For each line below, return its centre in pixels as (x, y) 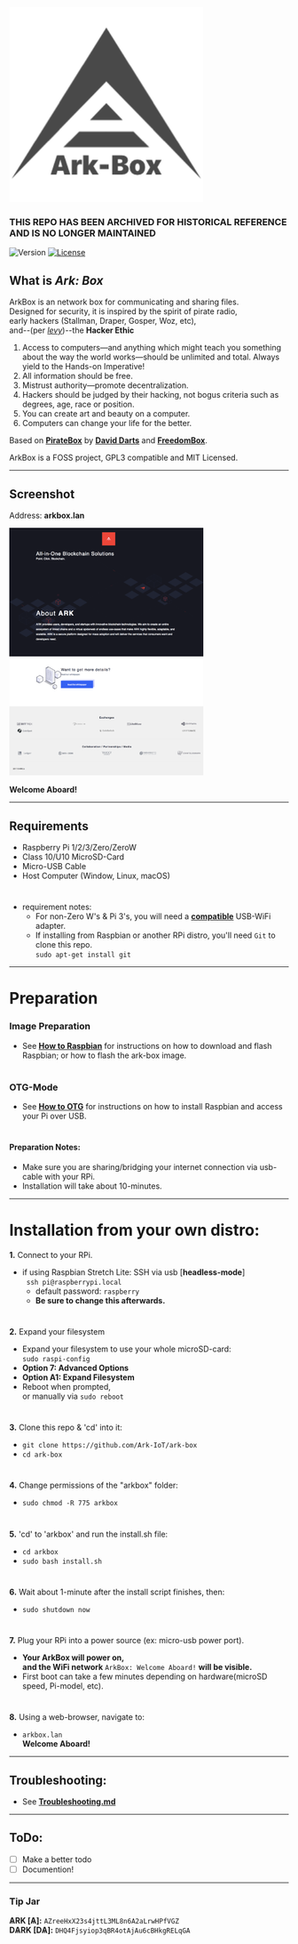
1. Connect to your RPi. (51, 1254)
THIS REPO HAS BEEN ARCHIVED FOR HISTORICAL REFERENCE (148, 222)
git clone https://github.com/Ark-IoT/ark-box (110, 1446)
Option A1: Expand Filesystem (78, 1377)
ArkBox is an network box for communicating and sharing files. (124, 302)
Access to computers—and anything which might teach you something (152, 348)
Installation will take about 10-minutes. (92, 1186)
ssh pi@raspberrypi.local (74, 1282)
